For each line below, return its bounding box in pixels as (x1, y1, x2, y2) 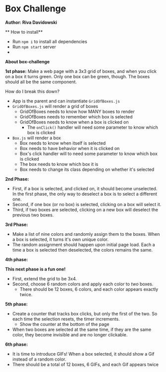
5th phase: (5, 301, 28, 307)
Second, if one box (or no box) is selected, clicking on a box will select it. (12, 201, 162, 207)
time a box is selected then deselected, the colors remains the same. (12, 247, 153, 253)
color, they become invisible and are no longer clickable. (12, 331, 128, 337)
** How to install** (5, 29, 43, 35)
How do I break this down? (5, 88, 60, 94)
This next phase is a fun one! (5, 266, 66, 272)
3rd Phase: (5, 221, 28, 227)
